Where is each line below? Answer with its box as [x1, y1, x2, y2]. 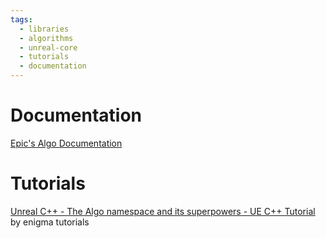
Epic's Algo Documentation [10, 137, 123, 149]
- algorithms [19, 33, 74, 43]
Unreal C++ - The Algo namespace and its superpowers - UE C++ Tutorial [10, 205, 316, 217]
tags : [10, 14, 33, 25]
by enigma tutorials [10, 216, 90, 228]
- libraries [19, 24, 70, 34]
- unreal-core [19, 42, 78, 53]
